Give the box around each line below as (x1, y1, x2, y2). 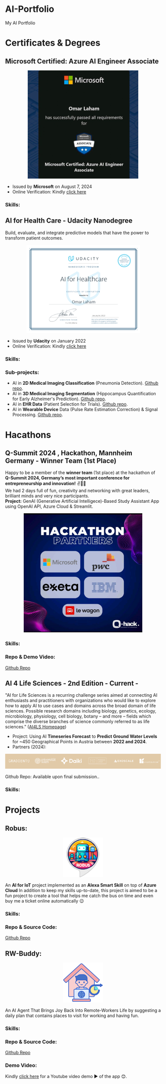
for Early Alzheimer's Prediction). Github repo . (12, 396, 106, 402)
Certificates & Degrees (5, 37, 100, 49)
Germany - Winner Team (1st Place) (5, 456, 117, 465)
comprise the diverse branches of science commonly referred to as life (5, 719, 150, 724)
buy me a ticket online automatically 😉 (5, 898, 84, 903)
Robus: (5, 824, 28, 833)
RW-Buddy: (5, 949, 42, 958)
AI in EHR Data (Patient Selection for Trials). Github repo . (12, 401, 128, 407)
